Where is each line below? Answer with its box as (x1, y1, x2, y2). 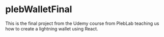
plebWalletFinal (5, 4, 72, 15)
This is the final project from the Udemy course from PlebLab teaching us (5, 20, 159, 26)
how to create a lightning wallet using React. (5, 25, 98, 31)
